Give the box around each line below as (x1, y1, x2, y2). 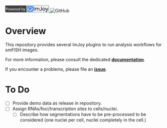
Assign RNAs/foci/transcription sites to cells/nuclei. (12, 106, 118, 112)
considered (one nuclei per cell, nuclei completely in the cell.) (19, 117, 147, 123)
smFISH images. (5, 47, 39, 53)
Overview (5, 25, 46, 36)
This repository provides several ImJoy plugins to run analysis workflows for (5, 42, 162, 48)
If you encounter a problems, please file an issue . (5, 66, 107, 72)
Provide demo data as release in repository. (12, 100, 102, 106)
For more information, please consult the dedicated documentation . (5, 57, 146, 63)
